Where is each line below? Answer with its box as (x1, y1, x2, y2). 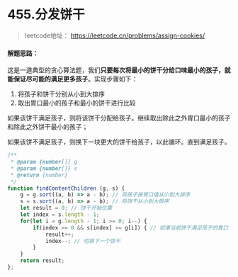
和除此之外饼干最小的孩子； (7, 123, 89, 131)
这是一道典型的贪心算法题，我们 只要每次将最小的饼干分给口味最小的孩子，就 (7, 66, 231, 74)
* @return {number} (10, 171, 69, 179)
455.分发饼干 (7, 6, 85, 23)
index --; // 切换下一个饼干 (45, 237, 121, 244)
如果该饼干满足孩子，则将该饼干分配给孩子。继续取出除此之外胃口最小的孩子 (7, 114, 231, 123)
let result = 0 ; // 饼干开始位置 (20, 205, 113, 212)
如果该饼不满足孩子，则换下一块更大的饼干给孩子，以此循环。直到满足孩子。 (7, 137, 231, 146)
